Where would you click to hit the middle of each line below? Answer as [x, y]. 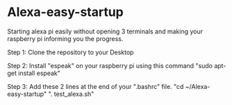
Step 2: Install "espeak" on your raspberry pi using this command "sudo [110, 65]
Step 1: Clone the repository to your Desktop [71, 52]
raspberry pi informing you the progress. [65, 38]
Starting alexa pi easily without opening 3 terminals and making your [105, 31]
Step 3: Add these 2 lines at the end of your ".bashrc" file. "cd [96, 86]
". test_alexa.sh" [71, 94]
